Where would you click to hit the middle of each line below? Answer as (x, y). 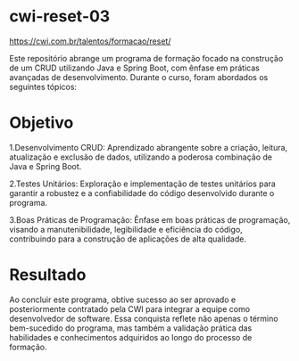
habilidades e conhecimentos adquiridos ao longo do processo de (131, 337)
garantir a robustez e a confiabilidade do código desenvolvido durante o (142, 193)
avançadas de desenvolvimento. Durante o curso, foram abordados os (139, 77)
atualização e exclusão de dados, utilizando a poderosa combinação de (141, 157)
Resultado (48, 275)
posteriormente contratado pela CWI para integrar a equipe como (130, 308)
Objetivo (42, 123)
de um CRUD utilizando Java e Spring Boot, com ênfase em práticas (135, 68)
